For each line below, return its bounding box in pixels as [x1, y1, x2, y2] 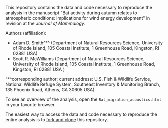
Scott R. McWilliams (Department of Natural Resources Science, [12, 56, 145, 62]
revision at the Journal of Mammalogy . [5, 20, 86, 26]
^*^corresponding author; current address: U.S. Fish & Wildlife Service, [5, 76, 152, 82]
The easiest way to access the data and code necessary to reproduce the [5, 111, 157, 117]
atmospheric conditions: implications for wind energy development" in [5, 15, 150, 21]
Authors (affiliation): [5, 30, 47, 36]
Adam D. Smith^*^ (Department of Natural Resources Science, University [12, 40, 163, 46]
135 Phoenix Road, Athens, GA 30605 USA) [5, 87, 95, 92]
